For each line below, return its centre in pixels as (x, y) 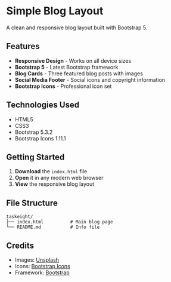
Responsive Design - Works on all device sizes (73, 60)
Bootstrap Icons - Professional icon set (63, 86)
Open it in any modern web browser (59, 178)
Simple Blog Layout (55, 11)
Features (23, 46)
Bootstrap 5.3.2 (34, 132)
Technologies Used (43, 105)
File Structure (32, 203)
